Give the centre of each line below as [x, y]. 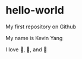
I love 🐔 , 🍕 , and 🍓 [26, 49]
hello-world [35, 10]
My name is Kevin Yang [34, 38]
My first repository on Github [41, 27]
